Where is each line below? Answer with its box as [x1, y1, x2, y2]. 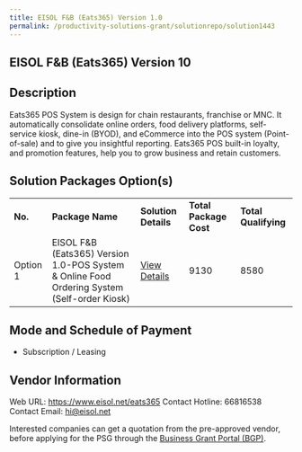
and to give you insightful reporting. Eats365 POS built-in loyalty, [40, 137, 280, 148]
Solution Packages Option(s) [9, 173, 173, 189]
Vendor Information [9, 372, 121, 387]
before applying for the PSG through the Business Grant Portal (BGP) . [9, 433, 267, 444]
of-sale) [9, 137, 39, 148]
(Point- [263, 128, 289, 139]
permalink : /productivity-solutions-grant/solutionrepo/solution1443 [9, 22, 276, 31]
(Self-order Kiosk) [51, 292, 130, 305]
